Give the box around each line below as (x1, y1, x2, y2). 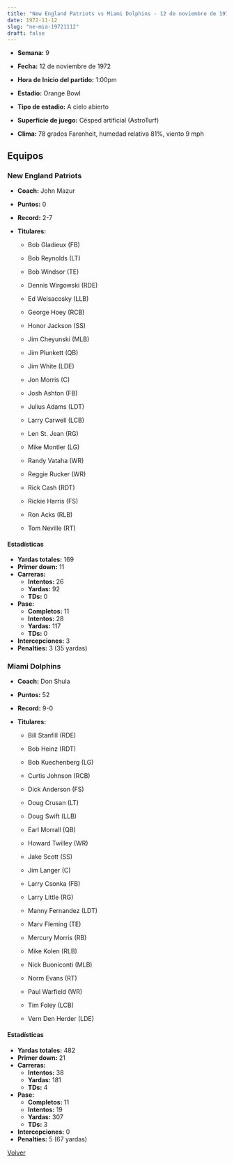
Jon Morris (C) (27, 375, 70, 384)
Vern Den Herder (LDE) (27, 1015, 95, 1023)
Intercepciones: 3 (17, 637, 70, 645)
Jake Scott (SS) (27, 852, 73, 861)
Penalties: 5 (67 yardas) (17, 1134, 88, 1143)
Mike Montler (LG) (27, 443, 80, 451)
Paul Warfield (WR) (27, 988, 83, 996)
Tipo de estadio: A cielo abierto (17, 102, 109, 111)
